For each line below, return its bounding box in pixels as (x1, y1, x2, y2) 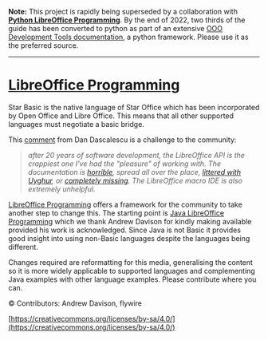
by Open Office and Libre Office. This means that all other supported (8, 111, 234, 121)
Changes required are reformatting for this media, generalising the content (8, 257, 254, 267)
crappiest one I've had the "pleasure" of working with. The (27, 159, 222, 168)
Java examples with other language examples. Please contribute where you (8, 275, 257, 284)
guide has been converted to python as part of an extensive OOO (8, 24, 223, 33)
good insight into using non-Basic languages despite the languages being (8, 233, 250, 243)
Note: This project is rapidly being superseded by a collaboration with (8, 7, 238, 16)
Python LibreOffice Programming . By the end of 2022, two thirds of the (8, 15, 246, 25)
